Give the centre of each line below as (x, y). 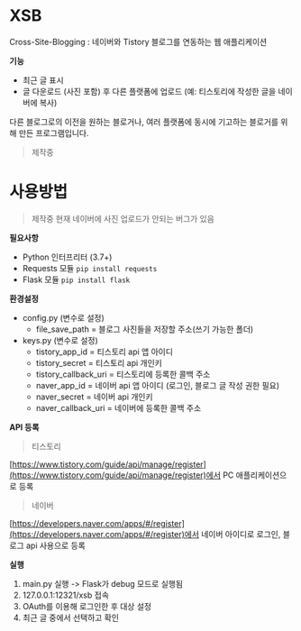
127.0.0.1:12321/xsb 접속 (66, 595)
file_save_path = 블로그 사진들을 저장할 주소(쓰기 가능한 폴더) (145, 329)
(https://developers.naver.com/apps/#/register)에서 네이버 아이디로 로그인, (145, 534)
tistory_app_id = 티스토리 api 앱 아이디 (105, 352)
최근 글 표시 (43, 80)
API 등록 (24, 427)
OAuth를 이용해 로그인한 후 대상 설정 (87, 606)
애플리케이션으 (261, 475)
